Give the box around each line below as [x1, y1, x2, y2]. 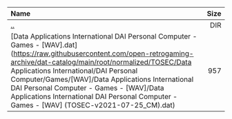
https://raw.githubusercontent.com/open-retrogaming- [13, 49, 194, 58]
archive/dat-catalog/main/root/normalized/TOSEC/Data [10, 58, 192, 67]
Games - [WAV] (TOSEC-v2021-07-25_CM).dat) [10, 100, 175, 109]
